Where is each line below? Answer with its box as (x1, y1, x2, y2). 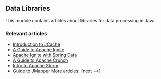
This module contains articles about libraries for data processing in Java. (5, 17, 156, 23)
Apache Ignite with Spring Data (12, 52, 77, 58)
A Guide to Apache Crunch (12, 57, 68, 63)
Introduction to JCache (12, 41, 60, 47)
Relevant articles (5, 30, 48, 37)
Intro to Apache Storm (12, 63, 59, 69)
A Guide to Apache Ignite (12, 47, 65, 53)
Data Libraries (5, 4, 50, 13)
